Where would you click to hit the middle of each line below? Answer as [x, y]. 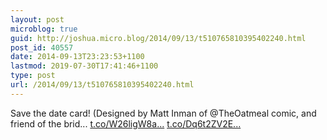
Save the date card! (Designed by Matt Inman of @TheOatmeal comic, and [163, 113]
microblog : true [44, 29]
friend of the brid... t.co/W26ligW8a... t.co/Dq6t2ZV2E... [126, 123]
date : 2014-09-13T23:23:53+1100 [77, 57]
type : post [33, 76]
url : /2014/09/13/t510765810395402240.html [102, 85]
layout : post [37, 19]
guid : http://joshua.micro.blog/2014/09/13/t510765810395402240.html [158, 38]
